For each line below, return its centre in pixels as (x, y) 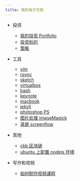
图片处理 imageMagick (43, 118)
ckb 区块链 (31, 145)
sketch (27, 80)
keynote (28, 96)
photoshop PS (35, 112)
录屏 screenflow (37, 124)
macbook (30, 101)
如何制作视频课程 (38, 173)
